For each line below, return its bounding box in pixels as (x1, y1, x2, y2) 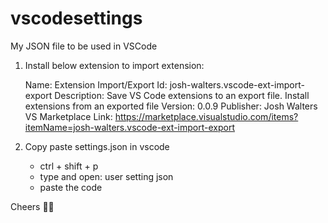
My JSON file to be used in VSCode (10, 40, 158, 52)
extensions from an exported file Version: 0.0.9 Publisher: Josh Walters (24, 100, 318, 112)
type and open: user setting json (39, 170, 174, 182)
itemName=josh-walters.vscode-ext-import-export (24, 121, 235, 133)
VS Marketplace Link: (24, 110, 113, 122)
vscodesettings (10, 7, 143, 30)
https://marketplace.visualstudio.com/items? (114, 110, 299, 122)
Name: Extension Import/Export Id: (24, 78, 168, 91)
